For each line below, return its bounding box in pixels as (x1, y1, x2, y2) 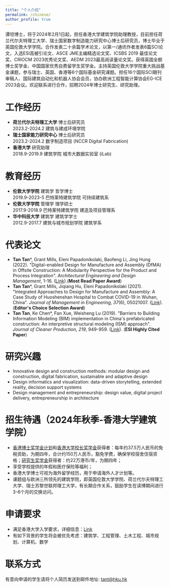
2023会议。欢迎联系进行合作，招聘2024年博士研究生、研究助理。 (5, 82, 143, 88)
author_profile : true (5, 17, 51, 22)
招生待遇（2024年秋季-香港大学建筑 (5, 414, 157, 426)
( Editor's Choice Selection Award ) (12, 305, 86, 311)
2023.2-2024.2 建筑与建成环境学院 (12, 125, 86, 132)
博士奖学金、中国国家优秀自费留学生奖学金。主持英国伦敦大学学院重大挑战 (5, 63, 160, 69)
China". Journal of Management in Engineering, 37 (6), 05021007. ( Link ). (12, 300, 163, 306)
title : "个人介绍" (5, 7, 41, 13)
